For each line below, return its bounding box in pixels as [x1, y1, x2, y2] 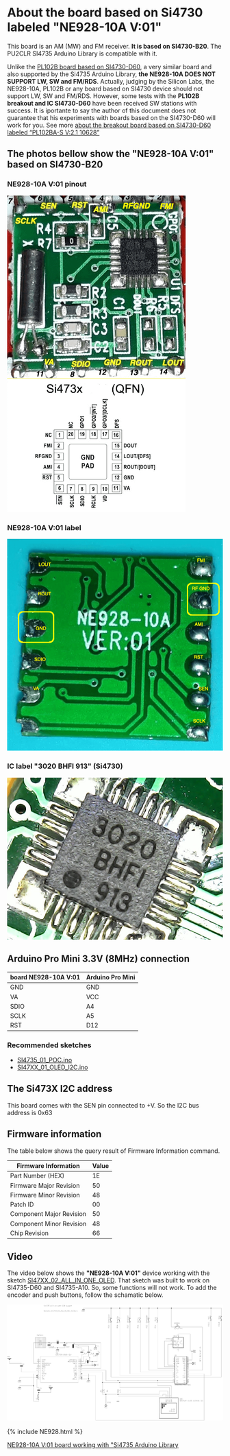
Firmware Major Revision [10, 1181, 80, 1189]
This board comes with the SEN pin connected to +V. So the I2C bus [7, 1101, 200, 1109]
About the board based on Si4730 [7, 5, 203, 21]
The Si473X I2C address [7, 1083, 113, 1095]
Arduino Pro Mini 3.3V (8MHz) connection [7, 953, 190, 965]
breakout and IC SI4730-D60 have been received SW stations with [7, 99, 197, 107]
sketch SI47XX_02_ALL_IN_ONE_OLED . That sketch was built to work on [7, 1276, 210, 1285]
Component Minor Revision [10, 1219, 87, 1228]
